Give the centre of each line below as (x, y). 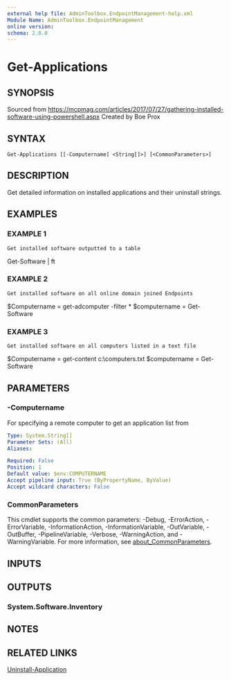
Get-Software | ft (31, 261)
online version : (30, 26)
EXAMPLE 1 (27, 234)
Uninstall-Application (37, 670)
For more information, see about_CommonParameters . (135, 542)
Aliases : (20, 448)
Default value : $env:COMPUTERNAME (57, 474)
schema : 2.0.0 (28, 33)
